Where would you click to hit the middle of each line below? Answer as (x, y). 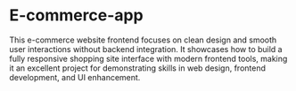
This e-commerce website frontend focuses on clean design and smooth (143, 40)
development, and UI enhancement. (75, 77)
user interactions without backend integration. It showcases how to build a (146, 49)
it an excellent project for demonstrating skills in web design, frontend (137, 68)
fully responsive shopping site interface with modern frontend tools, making (148, 58)
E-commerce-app (77, 15)
